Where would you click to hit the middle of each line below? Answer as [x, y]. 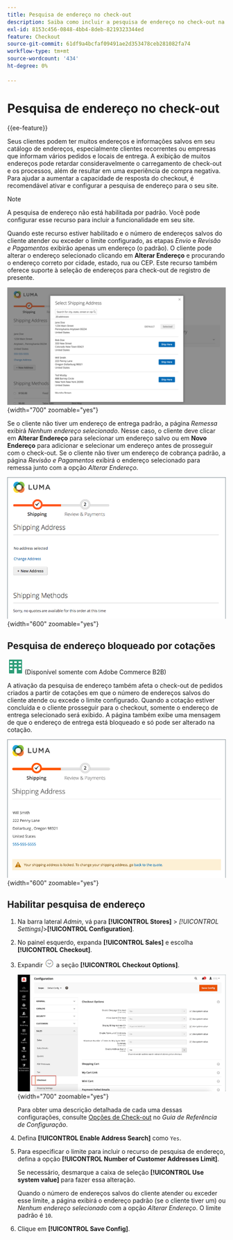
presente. [21, 277]
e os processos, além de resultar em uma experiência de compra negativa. [114, 171]
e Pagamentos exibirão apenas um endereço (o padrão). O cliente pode [110, 248]
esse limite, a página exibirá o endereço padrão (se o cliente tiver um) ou [121, 1200]
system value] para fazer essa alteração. [76, 1180]
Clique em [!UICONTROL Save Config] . [74, 1228]
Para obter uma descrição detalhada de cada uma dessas [100, 1109]
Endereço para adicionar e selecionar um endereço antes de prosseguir [110, 446]
